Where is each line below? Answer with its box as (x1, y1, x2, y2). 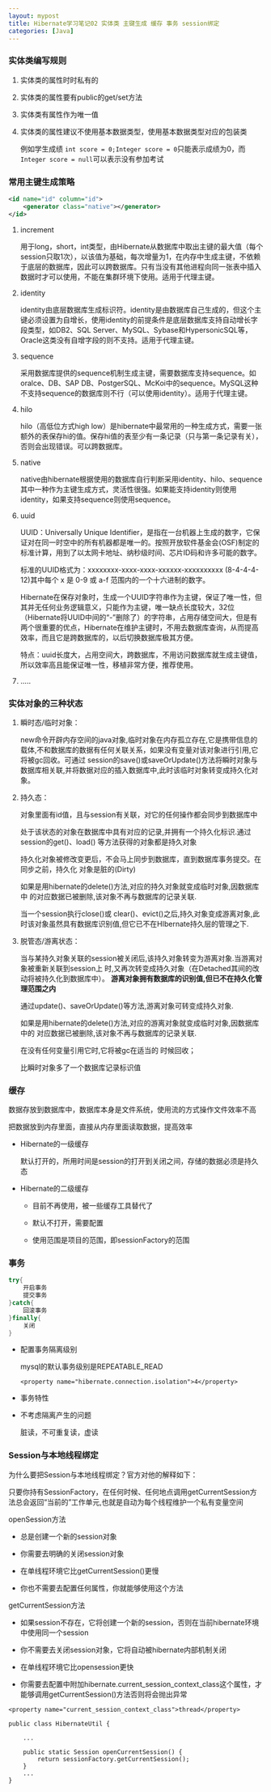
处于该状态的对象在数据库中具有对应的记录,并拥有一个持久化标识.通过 (19, 826, 252, 836)
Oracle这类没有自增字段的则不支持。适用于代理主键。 (19, 335, 199, 345)
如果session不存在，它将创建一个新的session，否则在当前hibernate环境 (19, 1617, 260, 1627)
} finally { (8, 1314, 42, 1322)
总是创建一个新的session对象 (19, 1531, 117, 1541)
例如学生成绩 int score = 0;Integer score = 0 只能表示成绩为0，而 (19, 143, 246, 154)
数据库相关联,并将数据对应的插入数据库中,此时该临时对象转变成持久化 (19, 765, 252, 775)
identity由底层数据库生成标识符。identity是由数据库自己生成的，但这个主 (19, 304, 261, 314)
